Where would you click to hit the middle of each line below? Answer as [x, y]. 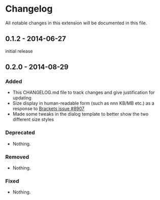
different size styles [33, 119]
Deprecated [20, 132]
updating [22, 98]
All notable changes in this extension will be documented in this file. [76, 23]
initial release [19, 51]
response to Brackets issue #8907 [49, 109]
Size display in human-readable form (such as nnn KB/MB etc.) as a [84, 103]
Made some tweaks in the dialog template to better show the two [81, 114]
